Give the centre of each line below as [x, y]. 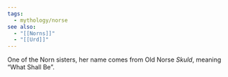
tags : [15, 14]
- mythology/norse [41, 20]
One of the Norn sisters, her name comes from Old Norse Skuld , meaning [114, 59]
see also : [22, 27]
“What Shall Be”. [31, 67]
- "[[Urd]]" [32, 40]
